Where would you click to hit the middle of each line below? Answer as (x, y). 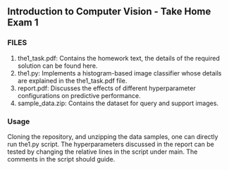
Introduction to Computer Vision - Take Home (109, 12)
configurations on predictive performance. (79, 95)
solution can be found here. (57, 66)
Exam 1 (23, 23)
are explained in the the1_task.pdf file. (72, 80)
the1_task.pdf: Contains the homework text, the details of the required (118, 58)
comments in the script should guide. (61, 159)
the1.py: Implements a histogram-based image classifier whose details (119, 73)
